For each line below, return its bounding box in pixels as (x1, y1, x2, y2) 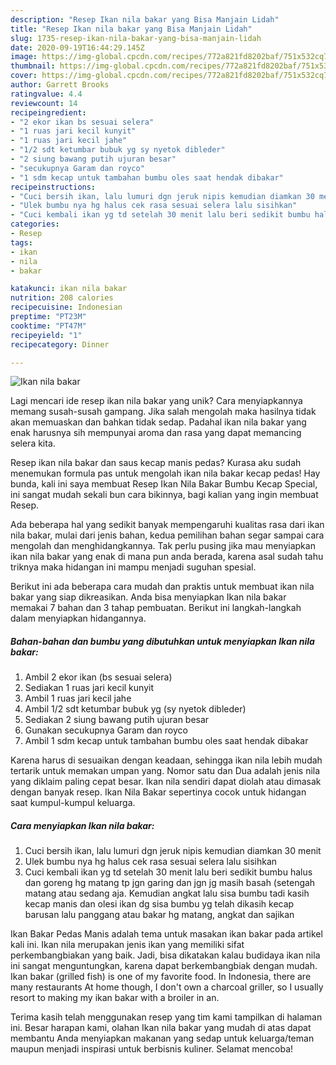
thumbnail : (10, 61, 56, 71)
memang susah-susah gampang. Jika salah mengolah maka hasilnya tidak (10, 406, 317, 418)
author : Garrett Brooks (10, 80, 110, 90)
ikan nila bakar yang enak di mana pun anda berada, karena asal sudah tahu (10, 551, 324, 563)
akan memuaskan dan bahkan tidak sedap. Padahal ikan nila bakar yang (10, 416, 307, 428)
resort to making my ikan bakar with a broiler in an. (10, 992, 220, 1004)
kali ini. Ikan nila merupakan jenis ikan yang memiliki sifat (10, 939, 245, 951)
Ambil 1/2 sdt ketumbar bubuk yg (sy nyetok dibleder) (24, 703, 247, 715)
